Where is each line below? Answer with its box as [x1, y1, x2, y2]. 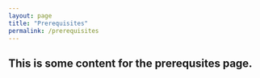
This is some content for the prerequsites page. [8, 56, 253, 70]
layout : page [8, 11, 52, 20]
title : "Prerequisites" [8, 19, 89, 27]
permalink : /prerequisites [8, 27, 99, 35]
